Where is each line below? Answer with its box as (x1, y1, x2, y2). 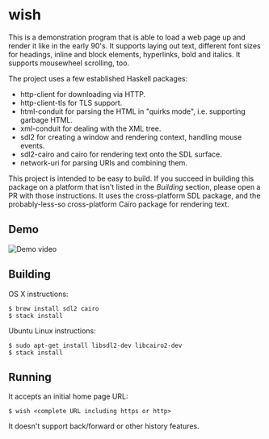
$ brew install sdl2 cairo (8, 304, 99, 312)
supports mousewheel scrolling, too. (8, 58, 130, 68)
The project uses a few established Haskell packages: (8, 73, 188, 83)
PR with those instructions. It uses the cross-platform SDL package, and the (8, 190, 261, 200)
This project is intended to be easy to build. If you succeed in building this (8, 174, 254, 183)
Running (8, 370, 53, 384)
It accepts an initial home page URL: (8, 391, 128, 401)
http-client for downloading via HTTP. (19, 89, 146, 98)
